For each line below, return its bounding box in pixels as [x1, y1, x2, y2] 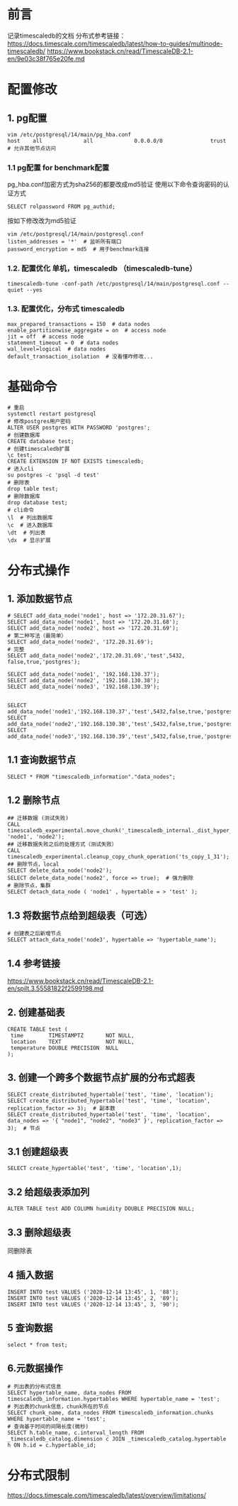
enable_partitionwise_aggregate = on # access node [7, 327, 166, 334]
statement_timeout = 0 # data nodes [7, 339, 119, 347]
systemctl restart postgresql [7, 410, 97, 418]
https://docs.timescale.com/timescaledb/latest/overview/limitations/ [7, 1491, 207, 1500]
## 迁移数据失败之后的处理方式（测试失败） [7, 841, 118, 849]
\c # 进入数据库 [7, 521, 53, 529]
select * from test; [7, 1341, 69, 1348]
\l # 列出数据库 [7, 514, 53, 521]
